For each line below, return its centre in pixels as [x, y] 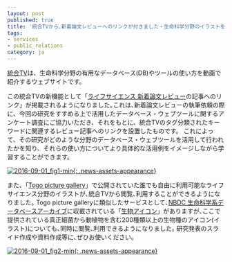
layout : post [26, 14]
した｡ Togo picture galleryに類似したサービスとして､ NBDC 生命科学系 [118, 202]
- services [23, 40]
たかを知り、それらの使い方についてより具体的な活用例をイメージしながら [113, 148]
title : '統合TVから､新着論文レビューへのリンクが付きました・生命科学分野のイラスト [114, 26]
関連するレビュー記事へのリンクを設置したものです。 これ [113, 131]
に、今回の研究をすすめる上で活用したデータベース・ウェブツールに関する [113, 113]
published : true [30, 20]
